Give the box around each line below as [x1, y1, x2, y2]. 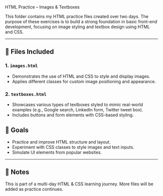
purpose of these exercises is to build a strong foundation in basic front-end [5, 19, 158, 24]
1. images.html [5, 62, 38, 69]
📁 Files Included [5, 48, 54, 56]
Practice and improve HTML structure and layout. [12, 139, 111, 145]
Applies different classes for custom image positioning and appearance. [12, 78, 156, 84]
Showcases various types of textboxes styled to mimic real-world [12, 102, 143, 107]
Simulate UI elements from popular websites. [12, 149, 102, 155]
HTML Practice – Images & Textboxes [5, 4, 80, 10]
